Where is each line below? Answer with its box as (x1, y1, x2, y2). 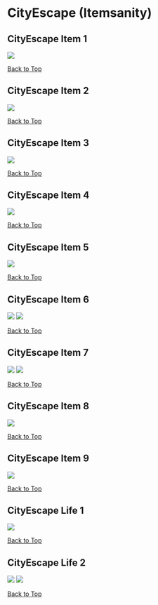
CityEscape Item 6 (7, 293, 90, 305)
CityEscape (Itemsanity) (7, 5, 152, 21)
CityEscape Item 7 (7, 347, 89, 359)
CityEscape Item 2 (7, 85, 89, 97)
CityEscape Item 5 (7, 241, 89, 253)
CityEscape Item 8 (7, 400, 90, 412)
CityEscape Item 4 (7, 190, 90, 201)
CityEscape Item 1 (7, 33, 88, 45)
